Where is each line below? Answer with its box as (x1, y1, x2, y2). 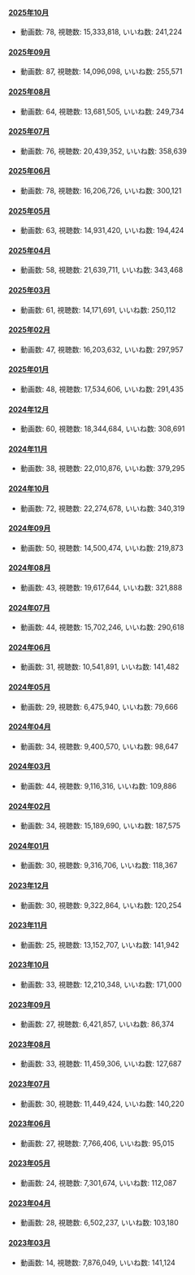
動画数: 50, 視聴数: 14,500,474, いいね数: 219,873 (19, 542, 184, 552)
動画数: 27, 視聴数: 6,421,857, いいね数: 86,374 (19, 1019, 175, 1029)
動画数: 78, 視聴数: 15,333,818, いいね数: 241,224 (19, 27, 183, 37)
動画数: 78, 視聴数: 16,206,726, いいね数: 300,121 (19, 186, 182, 196)
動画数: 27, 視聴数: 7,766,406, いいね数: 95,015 (19, 1138, 175, 1148)
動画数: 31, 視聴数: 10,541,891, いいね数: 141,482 (19, 662, 180, 672)
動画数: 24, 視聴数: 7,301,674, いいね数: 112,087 (19, 1178, 177, 1188)
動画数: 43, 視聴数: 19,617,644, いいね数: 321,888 (19, 583, 183, 593)
